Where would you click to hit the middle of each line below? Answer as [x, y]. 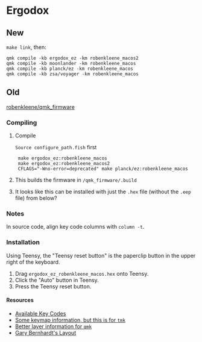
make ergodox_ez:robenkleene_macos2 [64, 164]
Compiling [22, 122]
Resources [20, 300]
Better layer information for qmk [53, 326]
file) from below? [36, 198]
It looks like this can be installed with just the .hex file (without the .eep [103, 192]
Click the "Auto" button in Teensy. [57, 280]
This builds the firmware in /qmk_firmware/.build [76, 180]
